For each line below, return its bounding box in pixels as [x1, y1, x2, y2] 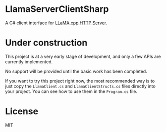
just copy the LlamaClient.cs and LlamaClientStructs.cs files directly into [5, 83, 156, 89]
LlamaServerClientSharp [5, 3, 109, 15]
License [5, 106, 39, 117]
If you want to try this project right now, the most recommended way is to [5, 78, 155, 84]
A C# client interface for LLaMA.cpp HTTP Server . [5, 20, 108, 26]
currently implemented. [5, 58, 53, 65]
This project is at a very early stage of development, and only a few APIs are [5, 53, 161, 59]
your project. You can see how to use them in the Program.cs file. [5, 88, 138, 94]
